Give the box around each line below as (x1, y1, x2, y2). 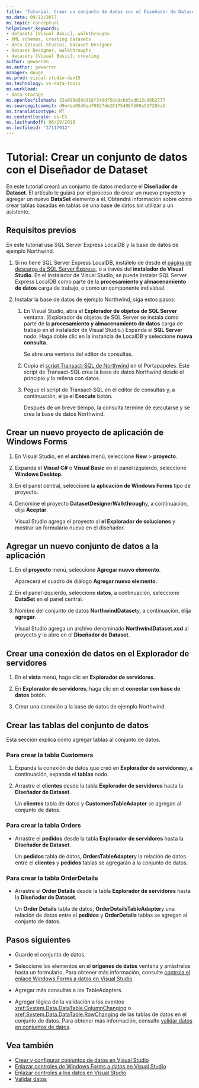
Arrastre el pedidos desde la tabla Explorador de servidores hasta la (14, 835, 184, 842)
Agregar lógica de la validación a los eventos (14, 998, 124, 1005)
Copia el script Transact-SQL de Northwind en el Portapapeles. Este (23, 362, 190, 369)
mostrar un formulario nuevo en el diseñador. (14, 524, 126, 531)
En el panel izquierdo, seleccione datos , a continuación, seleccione (14, 590, 179, 597)
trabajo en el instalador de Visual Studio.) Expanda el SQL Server (23, 326, 182, 333)
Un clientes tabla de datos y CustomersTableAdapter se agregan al (14, 800, 182, 807)
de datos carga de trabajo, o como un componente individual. (14, 284, 166, 291)
